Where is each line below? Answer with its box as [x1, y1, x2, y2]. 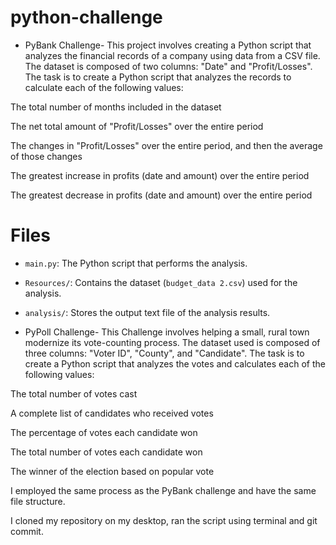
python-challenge [10, 6, 163, 29]
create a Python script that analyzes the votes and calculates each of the [24, 357, 326, 370]
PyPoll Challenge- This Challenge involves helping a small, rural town [24, 326, 310, 338]
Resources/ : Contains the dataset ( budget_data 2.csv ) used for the [24, 276, 298, 288]
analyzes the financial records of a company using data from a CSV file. [24, 49, 321, 61]
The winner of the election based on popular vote [10, 465, 215, 477]
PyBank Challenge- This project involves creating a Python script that [24, 39, 312, 51]
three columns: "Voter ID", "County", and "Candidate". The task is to [24, 347, 305, 359]
